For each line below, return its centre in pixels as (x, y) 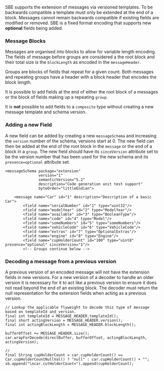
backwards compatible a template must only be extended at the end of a (79, 12)
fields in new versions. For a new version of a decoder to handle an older (80, 277)
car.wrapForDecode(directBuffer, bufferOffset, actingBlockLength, (76, 338)
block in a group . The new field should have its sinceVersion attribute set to (82, 151)
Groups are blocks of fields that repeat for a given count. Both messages (79, 72)
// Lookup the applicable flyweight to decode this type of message (77, 307)
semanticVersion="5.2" (62, 180)
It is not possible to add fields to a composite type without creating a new (80, 107)
